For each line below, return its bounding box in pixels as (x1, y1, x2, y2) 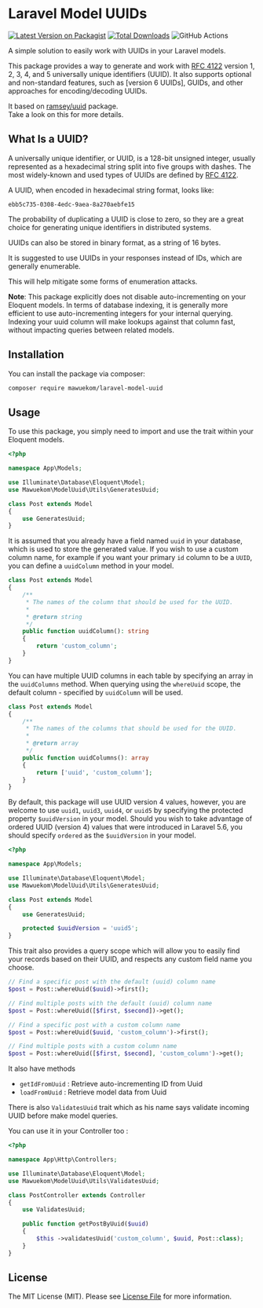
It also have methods (8, 1064, 76, 1073)
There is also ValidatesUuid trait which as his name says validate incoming (8, 1103, 250, 1112)
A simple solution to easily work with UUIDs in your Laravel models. (8, 46, 226, 55)
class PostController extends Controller (8, 1191, 146, 1199)
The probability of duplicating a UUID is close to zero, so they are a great (8, 214, 244, 224)
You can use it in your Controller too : (8, 1127, 129, 1136)
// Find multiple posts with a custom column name (8, 1042, 177, 1050)
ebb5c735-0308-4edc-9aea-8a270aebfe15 (8, 200, 135, 208)
